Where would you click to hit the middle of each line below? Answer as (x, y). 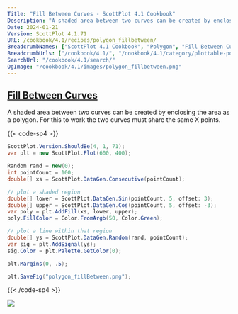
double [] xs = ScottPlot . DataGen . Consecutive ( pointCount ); (96, 179)
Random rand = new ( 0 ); (41, 166)
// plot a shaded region (44, 192)
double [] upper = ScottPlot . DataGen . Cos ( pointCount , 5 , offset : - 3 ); (112, 205)
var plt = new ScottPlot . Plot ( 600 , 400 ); (69, 153)
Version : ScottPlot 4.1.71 (47, 34)
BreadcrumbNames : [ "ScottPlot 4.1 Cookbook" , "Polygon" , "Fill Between (115, 47)
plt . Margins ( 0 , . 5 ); (38, 264)
